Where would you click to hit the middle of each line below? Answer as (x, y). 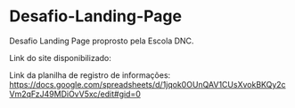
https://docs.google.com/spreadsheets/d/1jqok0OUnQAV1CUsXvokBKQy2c (148, 84)
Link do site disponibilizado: (60, 58)
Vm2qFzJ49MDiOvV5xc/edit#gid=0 (75, 94)
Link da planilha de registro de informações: (90, 75)
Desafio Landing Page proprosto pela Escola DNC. (102, 41)
